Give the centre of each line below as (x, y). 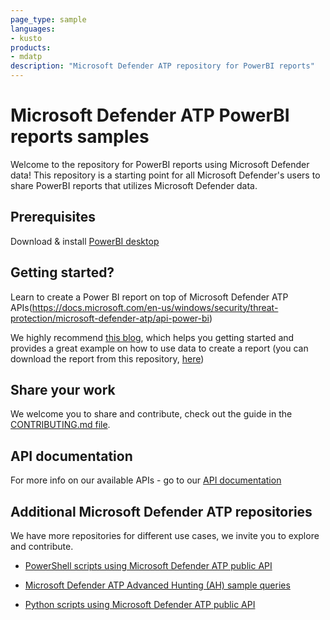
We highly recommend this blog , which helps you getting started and (152, 337)
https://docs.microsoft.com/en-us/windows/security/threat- (155, 307)
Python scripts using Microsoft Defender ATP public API (140, 604)
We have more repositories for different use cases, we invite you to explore (165, 535)
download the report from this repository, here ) (107, 358)
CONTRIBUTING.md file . (60, 425)
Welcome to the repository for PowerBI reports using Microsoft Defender (160, 164)
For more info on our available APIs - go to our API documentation (146, 480)
